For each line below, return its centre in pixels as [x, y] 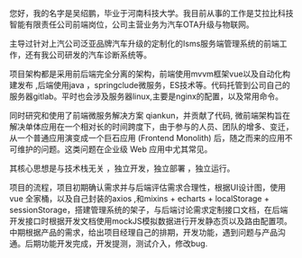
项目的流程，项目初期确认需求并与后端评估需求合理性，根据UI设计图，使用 [148, 187]
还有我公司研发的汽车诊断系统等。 [88, 55]
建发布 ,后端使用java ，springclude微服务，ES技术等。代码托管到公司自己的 [150, 85]
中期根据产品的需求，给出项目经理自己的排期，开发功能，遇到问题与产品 [143, 232]
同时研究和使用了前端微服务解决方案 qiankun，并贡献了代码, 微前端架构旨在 [150, 116]
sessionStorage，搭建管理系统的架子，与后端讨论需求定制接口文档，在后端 [149, 210]
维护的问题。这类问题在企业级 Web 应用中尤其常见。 [114, 149]
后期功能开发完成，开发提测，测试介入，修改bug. [116, 244]
